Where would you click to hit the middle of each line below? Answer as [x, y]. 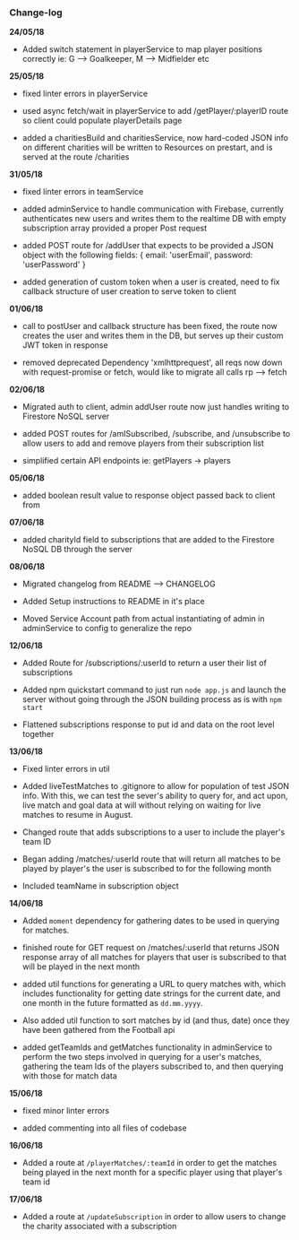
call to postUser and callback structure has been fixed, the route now [149, 326]
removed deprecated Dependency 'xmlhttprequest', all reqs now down [152, 363]
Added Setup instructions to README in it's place [113, 602]
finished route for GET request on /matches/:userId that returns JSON [151, 948]
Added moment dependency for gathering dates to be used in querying [151, 921]
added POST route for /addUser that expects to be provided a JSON [148, 246]
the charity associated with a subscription [99, 1227]
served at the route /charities [76, 157]
